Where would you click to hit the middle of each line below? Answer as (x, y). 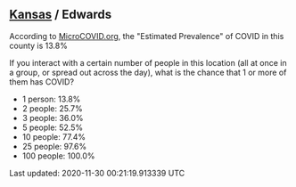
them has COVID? (41, 81)
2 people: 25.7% (52, 108)
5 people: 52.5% (52, 127)
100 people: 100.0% (58, 156)
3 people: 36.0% (53, 118)
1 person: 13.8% (51, 99)
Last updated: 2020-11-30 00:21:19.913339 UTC (97, 173)
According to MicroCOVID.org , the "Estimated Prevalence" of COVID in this (147, 36)
